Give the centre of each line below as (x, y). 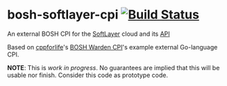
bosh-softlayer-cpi (63, 15)
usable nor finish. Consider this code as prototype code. (88, 75)
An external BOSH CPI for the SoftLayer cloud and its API (89, 34)
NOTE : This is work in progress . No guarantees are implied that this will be (113, 67)
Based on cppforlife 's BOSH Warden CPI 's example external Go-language (112, 47)
